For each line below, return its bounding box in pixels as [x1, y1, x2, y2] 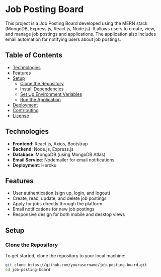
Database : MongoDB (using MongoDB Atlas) [12, 151, 106, 157]
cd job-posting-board [5, 267, 51, 272]
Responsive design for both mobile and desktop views [12, 211, 125, 217]
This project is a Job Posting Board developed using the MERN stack [5, 20, 148, 26]
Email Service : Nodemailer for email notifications [12, 156, 115, 162]
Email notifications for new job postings [12, 206, 95, 212]
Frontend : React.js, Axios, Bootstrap [12, 140, 88, 147]
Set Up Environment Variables [20, 91, 82, 97]
